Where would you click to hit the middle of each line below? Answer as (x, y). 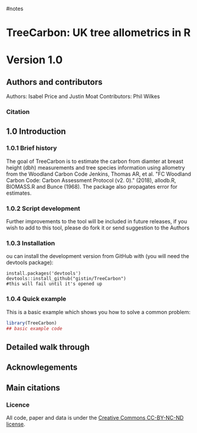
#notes (15, 9)
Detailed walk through (48, 347)
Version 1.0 (35, 60)
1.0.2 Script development (43, 208)
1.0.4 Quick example (36, 299)
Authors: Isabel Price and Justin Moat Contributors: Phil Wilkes (83, 96)
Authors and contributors (54, 82)
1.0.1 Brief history (32, 148)
